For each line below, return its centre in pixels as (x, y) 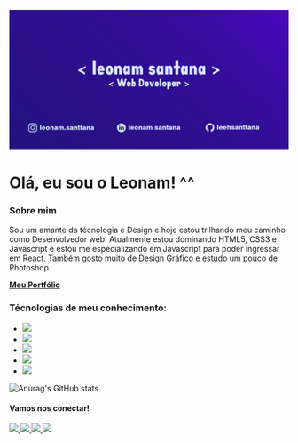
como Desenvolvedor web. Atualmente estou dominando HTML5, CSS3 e (143, 239)
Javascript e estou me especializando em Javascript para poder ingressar (145, 249)
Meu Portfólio (35, 285)
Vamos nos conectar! (50, 408)
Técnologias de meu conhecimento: (88, 308)
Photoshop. (30, 268)
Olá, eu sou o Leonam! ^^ (102, 183)
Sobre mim (33, 211)
